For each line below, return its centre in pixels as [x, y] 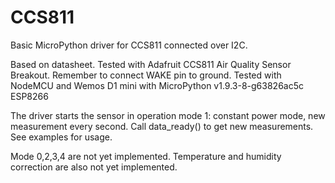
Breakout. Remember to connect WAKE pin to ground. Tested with [146, 75]
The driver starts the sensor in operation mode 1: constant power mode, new [168, 115]
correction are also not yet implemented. [94, 167]
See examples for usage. [61, 137]
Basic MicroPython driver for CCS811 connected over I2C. [129, 45]
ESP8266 [29, 96]
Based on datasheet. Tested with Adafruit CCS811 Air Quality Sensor [151, 64]
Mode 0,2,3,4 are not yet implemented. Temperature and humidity [146, 156]
